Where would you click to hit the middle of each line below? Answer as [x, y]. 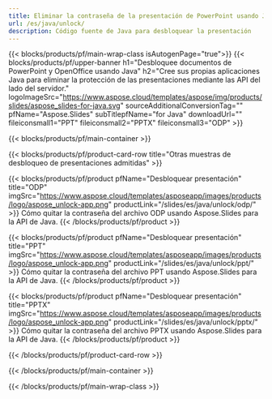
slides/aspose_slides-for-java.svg [64, 105]
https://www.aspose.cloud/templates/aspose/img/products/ [163, 97]
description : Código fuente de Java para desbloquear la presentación [130, 31]
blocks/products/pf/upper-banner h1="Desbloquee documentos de [120, 62]
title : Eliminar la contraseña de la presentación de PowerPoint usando [134, 16]
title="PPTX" [30, 305]
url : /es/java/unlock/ [47, 24]
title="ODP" [28, 187]
